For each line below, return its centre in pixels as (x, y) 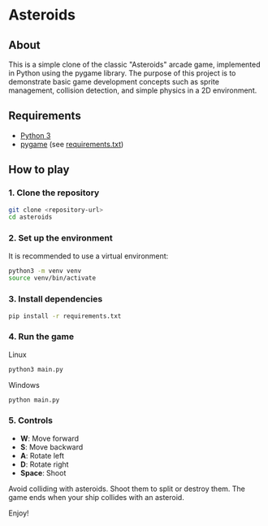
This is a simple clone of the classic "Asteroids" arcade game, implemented (135, 64)
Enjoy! (19, 513)
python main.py (34, 400)
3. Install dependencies (56, 299)
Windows (24, 385)
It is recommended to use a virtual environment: (89, 256)
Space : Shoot (43, 472)
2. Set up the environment (61, 238)
